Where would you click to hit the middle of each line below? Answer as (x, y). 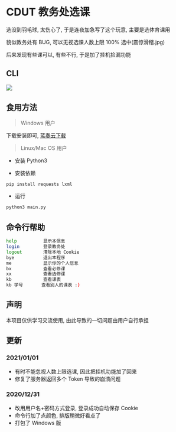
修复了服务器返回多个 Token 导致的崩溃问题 (68, 379)
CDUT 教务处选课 (48, 12)
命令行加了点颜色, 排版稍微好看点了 (58, 415)
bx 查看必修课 (36, 269)
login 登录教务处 (36, 247)
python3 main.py (26, 207)
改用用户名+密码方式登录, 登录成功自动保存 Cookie (76, 408)
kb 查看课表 (33, 280)
